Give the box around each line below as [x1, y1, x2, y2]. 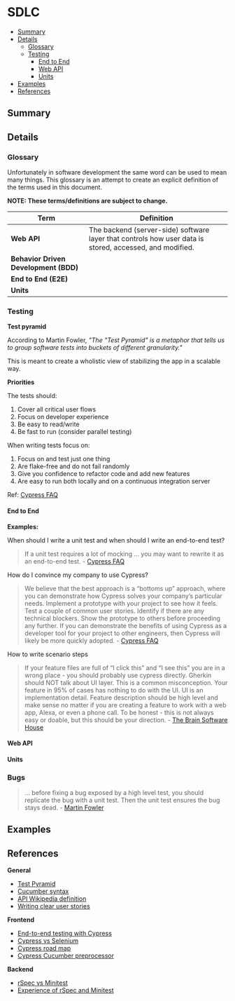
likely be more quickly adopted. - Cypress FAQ [24, 636, 159, 645]
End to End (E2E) [10, 274, 69, 284]
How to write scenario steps [7, 650, 89, 658]
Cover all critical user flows [17, 405, 97, 414]
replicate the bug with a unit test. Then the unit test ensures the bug [24, 796, 220, 804]
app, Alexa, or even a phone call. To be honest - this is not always [24, 708, 215, 716]
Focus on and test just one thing [17, 455, 111, 463]
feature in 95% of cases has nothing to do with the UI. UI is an [24, 686, 204, 694]
